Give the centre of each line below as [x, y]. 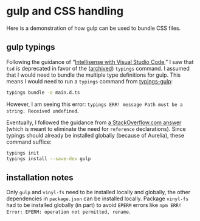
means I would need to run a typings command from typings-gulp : [90, 81]
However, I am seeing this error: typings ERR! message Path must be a [95, 104]
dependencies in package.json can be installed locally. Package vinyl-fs [98, 198]
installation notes [40, 177]
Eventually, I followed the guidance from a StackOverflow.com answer [94, 122]
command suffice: [29, 142]
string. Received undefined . [43, 110]
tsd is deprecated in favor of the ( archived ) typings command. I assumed [98, 68]
